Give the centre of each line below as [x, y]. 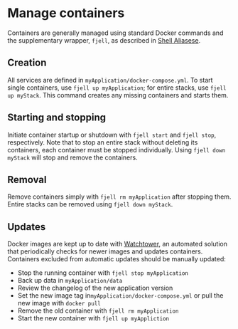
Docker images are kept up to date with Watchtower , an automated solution [118, 244]
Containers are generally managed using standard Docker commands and [115, 33]
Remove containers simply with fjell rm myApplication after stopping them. [119, 197]
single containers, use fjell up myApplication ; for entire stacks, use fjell [117, 88]
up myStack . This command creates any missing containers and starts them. [118, 95]
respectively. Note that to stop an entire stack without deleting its [103, 142]
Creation [27, 63]
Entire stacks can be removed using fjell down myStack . [90, 204]
